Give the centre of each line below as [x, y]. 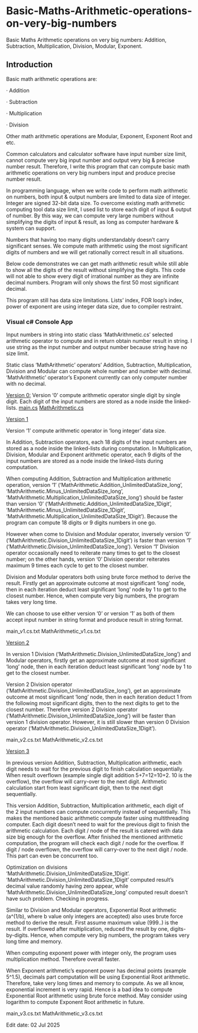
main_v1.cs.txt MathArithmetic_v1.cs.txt [53, 631]
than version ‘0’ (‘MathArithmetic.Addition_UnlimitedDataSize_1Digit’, [89, 504]
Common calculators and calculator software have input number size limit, [97, 154]
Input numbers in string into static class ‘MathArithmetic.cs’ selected [90, 334]
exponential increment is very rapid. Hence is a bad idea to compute [89, 990]
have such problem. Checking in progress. [58, 899]
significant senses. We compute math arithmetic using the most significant [97, 246]
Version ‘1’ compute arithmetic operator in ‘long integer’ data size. [86, 431]
